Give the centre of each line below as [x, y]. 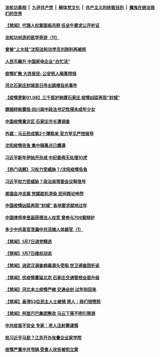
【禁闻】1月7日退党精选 [29, 241]
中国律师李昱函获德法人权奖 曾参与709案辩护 [50, 217]
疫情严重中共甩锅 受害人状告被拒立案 [42, 350]
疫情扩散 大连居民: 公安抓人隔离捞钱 [41, 73]
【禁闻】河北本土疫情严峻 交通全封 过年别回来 [51, 290]
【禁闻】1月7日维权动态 [29, 253]
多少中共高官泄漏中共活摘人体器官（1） [44, 229]
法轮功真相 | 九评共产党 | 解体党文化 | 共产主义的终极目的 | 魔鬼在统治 [78, 7]
